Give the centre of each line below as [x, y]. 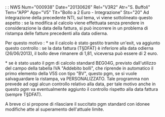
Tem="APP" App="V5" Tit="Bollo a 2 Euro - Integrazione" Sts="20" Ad [77, 12]
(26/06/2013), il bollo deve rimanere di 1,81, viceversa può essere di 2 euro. [82, 53]
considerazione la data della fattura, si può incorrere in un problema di [77, 28]
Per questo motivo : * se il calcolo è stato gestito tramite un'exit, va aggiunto [83, 43]
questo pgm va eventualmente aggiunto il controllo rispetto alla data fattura [82, 89]
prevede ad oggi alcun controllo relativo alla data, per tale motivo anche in [81, 84]
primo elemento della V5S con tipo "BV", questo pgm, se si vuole [71, 73]
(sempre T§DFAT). [24, 94]
